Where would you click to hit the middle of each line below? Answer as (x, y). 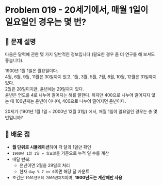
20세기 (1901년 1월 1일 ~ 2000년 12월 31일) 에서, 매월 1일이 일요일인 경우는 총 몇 (81, 111)
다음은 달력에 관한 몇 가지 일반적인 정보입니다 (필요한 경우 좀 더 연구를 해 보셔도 (80, 54)
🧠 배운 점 (17, 134)
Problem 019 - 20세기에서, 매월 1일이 (77, 10)
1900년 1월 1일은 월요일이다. (32, 71)
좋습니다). (14, 60)
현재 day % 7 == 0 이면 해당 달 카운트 (54, 171)
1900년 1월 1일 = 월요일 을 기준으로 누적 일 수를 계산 (60, 153)
